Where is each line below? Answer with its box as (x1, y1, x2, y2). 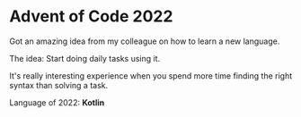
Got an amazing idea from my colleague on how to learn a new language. (9, 36, 280, 46)
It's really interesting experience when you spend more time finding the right (9, 70, 293, 81)
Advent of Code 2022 (9, 6, 173, 27)
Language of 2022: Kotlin (9, 96, 105, 108)
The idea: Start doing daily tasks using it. (9, 53, 161, 63)
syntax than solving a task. (9, 79, 109, 90)
